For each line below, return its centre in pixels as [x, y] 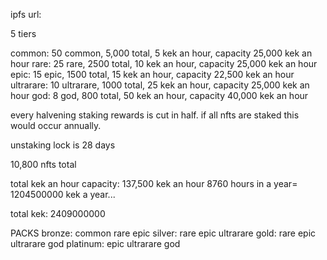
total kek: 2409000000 [58, 213]
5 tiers [23, 33]
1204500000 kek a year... [63, 194]
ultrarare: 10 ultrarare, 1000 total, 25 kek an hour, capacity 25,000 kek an [160, 85]
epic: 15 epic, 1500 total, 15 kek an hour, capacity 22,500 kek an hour [152, 74]
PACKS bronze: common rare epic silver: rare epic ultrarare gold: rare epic [163, 233]
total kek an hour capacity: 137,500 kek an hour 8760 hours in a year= [154, 183]
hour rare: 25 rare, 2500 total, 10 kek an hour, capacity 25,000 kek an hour [164, 63]
